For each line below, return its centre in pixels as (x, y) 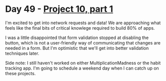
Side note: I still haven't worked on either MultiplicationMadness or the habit (83, 63)
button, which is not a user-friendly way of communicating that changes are (83, 42)
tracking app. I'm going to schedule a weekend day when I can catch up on (82, 68)
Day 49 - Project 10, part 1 (59, 9)
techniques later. (22, 53)
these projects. (20, 73)
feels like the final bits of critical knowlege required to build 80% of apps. (80, 28)
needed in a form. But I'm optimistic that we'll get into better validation (77, 48)
